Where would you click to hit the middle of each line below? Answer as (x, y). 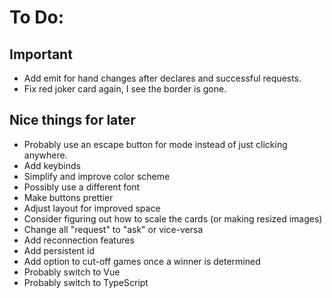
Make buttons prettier (68, 197)
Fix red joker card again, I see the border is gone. (125, 89)
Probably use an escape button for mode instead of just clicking (155, 144)
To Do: (37, 17)
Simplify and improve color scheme (97, 176)
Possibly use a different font (82, 187)
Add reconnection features (79, 240)
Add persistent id (59, 250)
